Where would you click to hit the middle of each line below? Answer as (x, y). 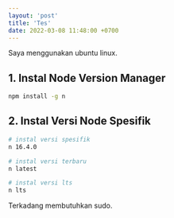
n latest (23, 169)
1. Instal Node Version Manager (87, 78)
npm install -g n (37, 96)
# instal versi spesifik (49, 139)
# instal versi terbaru (48, 161)
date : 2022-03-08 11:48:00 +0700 (64, 30)
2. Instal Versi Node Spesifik (79, 121)
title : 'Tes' (30, 23)
